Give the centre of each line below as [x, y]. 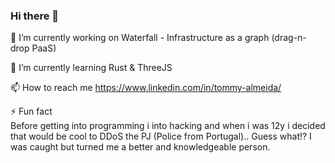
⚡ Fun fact [31, 111]
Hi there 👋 [35, 16]
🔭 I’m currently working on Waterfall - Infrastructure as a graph [140, 38]
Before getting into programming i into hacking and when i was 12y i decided [168, 126]
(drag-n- [289, 38]
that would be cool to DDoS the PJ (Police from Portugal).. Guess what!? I [161, 136]
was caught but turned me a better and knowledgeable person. [140, 147]
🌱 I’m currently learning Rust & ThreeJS [91, 68]
